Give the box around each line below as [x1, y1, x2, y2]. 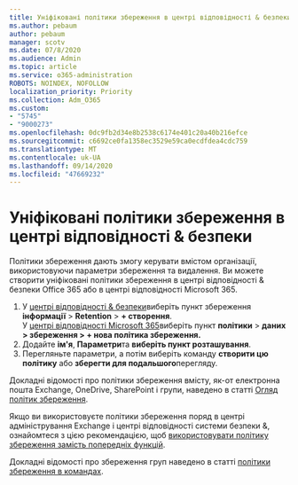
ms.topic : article [9, 63, 77, 72]
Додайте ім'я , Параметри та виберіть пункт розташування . [21, 339, 251, 350]
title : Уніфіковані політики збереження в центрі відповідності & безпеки [9, 12, 292, 22]
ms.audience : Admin [9, 54, 82, 63]
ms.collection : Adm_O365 [9, 95, 101, 105]
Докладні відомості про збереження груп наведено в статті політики [9, 457, 271, 467]
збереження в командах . [9, 466, 104, 477]
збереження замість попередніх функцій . [9, 440, 166, 450]
